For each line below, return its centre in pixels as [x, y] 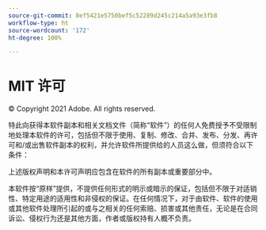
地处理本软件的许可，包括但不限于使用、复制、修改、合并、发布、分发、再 [129, 135]
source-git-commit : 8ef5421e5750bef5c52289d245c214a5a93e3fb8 [113, 15]
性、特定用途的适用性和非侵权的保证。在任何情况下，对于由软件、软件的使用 [133, 198]
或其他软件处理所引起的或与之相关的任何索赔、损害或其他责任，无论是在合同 [133, 209]
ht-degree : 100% [35, 38]
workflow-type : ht [38, 23]
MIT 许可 [37, 86]
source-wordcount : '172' [49, 30]
